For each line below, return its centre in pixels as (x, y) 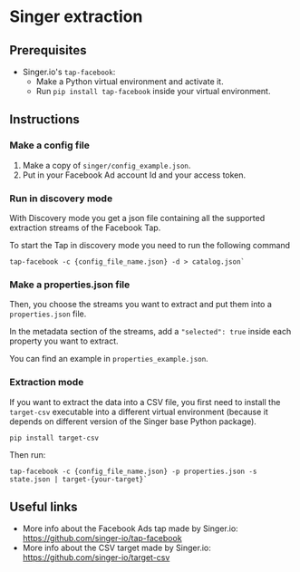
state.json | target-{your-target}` (78, 479)
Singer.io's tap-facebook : (69, 72)
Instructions (44, 120)
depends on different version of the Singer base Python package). (133, 421)
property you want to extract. (64, 341)
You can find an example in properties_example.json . (109, 359)
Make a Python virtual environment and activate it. (130, 82)
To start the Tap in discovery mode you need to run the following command (150, 245)
